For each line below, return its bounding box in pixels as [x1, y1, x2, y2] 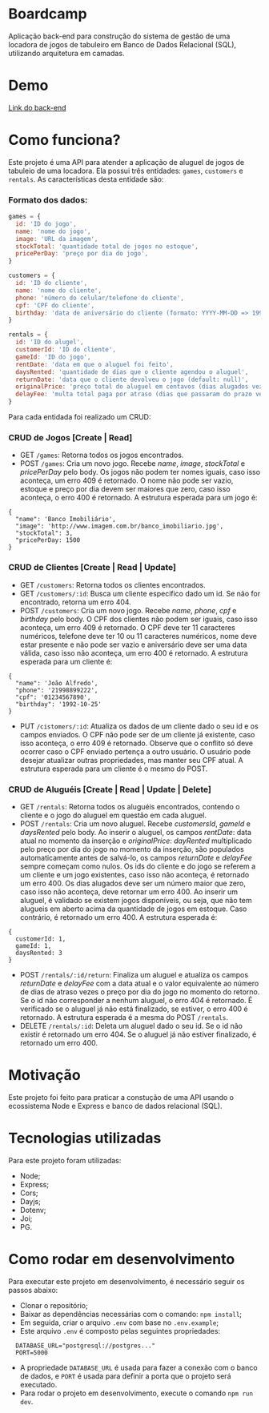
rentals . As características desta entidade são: [8, 174, 164, 184]
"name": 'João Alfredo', [15, 679, 98, 687]
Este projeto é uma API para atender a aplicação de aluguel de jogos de [8, 157, 245, 167]
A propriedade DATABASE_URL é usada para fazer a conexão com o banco [19, 1363, 258, 1372]
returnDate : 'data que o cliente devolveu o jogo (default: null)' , [15, 375, 249, 383]
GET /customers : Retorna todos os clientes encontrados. [19, 580, 206, 589]
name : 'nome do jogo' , [15, 227, 91, 235]
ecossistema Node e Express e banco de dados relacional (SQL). [8, 1101, 223, 1110]
